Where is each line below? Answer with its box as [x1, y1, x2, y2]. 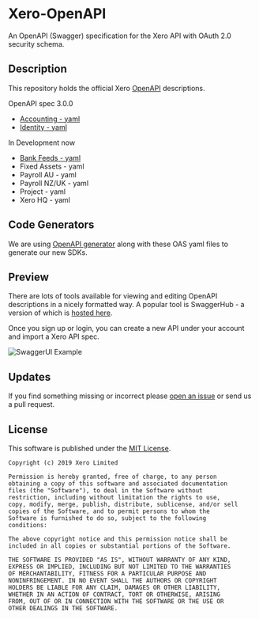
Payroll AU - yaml [19, 169, 77, 179]
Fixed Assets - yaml [19, 161, 84, 171]
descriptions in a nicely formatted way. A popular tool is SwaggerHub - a [8, 300, 245, 309]
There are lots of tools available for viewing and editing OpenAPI [8, 291, 218, 301]
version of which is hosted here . [8, 308, 113, 317]
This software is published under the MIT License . [8, 444, 171, 453]
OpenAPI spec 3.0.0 [8, 98, 73, 108]
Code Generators [8, 218, 95, 232]
